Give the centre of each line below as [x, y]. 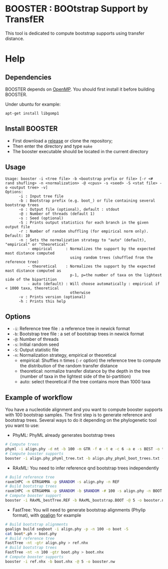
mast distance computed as [33, 271]
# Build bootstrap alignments [37, 524]
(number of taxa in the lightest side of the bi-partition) [75, 376]
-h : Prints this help [42, 301]
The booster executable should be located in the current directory [80, 151]
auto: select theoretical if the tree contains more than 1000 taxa [85, 382]
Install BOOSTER [31, 129]
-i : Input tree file [41, 196]
